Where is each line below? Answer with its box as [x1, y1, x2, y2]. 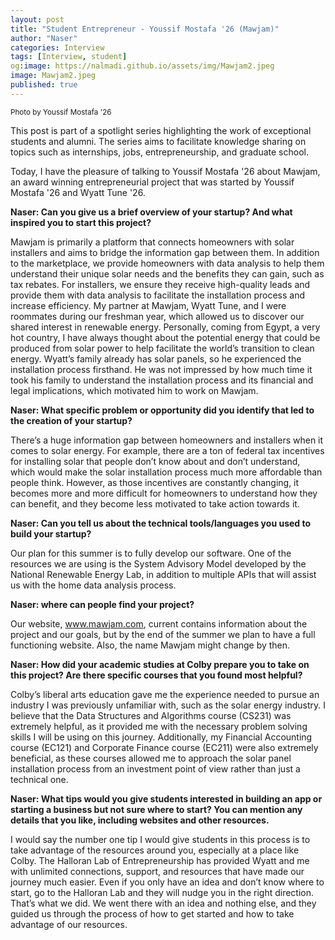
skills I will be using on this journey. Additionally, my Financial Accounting [10, 731, 313, 743]
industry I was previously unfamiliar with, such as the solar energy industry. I [10, 699, 327, 711]
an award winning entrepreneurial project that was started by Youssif [10, 176, 295, 188]
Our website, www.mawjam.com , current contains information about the [10, 617, 308, 630]
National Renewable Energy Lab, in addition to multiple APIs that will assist [10, 568, 317, 580]
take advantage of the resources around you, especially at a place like [10, 844, 300, 856]
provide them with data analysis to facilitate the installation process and [10, 289, 305, 301]
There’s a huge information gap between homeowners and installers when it [10, 434, 324, 446]
